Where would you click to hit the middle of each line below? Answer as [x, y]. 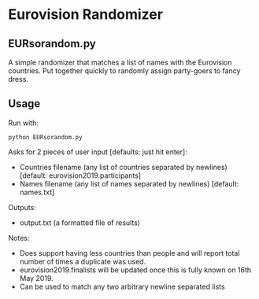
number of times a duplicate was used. [83, 261]
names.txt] [37, 192]
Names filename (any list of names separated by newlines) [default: [129, 183]
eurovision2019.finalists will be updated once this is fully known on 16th [135, 270]
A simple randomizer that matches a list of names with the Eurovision [120, 62]
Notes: [19, 238]
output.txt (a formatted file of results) [80, 223]
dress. [18, 79]
